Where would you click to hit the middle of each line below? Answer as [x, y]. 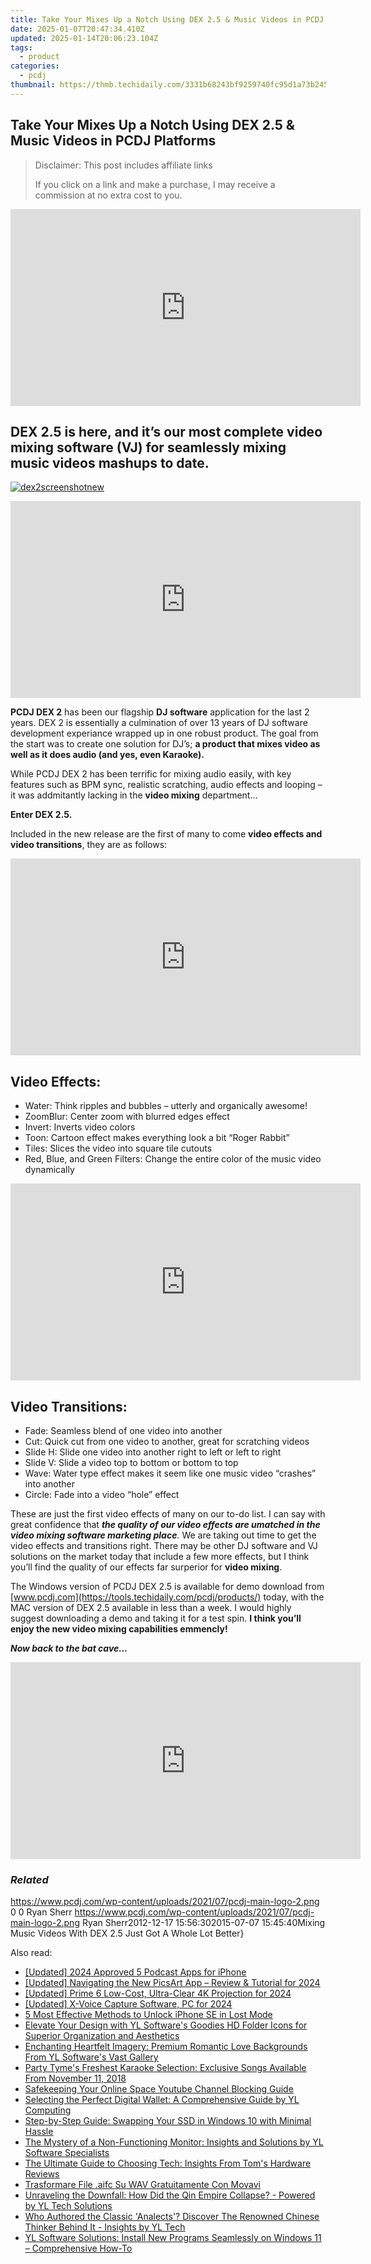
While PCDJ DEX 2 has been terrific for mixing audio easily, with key [151, 774]
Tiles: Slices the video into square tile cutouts [118, 1148]
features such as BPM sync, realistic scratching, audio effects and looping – [166, 785]
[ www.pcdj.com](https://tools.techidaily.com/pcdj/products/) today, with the [167, 1597]
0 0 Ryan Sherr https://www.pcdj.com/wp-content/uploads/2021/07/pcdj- [162, 1912]
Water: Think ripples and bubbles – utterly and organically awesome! [166, 1106]
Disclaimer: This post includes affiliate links [123, 165]
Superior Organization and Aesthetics [102, 2036]
